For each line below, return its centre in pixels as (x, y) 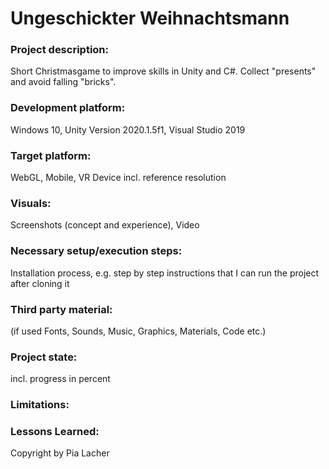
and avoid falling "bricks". (63, 82)
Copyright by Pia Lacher (60, 453)
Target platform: (51, 155)
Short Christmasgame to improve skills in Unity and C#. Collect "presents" (163, 71)
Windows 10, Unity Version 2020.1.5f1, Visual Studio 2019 (128, 129)
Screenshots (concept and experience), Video (105, 225)
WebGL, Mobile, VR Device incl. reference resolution (118, 178)
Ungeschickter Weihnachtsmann (150, 18)
